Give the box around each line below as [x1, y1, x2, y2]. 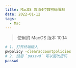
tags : [5, 16, 16, 21]
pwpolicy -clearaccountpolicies [5, 49, 71, 54]
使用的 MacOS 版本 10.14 [17, 35, 67, 41]
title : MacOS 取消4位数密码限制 [5, 7, 65, 12]
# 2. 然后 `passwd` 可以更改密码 [5, 54, 68, 59]
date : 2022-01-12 [5, 12, 41, 17]
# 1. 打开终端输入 [5, 45, 38, 49]
